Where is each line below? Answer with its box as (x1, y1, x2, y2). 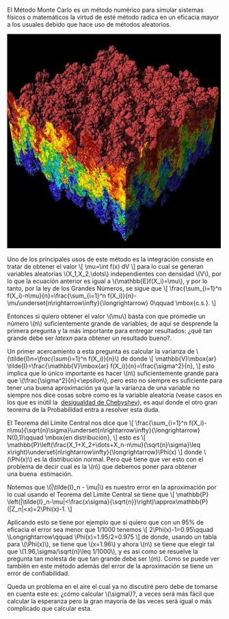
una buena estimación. (7, 470, 73, 478)
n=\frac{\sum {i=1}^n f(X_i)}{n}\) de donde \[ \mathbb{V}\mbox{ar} (29, 354, 217, 363)
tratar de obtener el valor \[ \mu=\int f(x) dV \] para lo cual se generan (7, 263, 204, 270)
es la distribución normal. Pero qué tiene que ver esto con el (33, 455, 204, 463)
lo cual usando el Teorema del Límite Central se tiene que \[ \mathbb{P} (7, 490, 209, 498)
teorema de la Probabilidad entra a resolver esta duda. (7, 406, 161, 413)
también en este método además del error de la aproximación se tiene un (7, 562, 213, 570)
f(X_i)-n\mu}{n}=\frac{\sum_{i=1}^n (7, 291, 107, 300)
